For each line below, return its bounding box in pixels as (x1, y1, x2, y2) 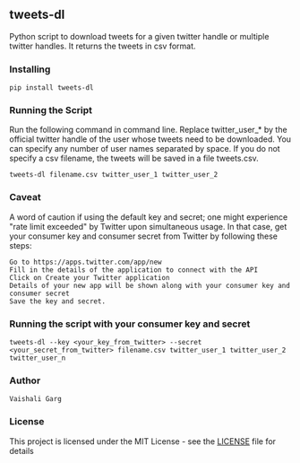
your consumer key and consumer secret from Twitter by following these (9, 231, 279, 241)
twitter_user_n (9, 354, 66, 363)
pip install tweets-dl (9, 83, 94, 92)
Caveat (9, 191, 42, 204)
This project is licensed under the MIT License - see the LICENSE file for (9, 435, 276, 447)
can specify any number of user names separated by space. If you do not (9, 144, 280, 154)
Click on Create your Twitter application (9, 273, 170, 282)
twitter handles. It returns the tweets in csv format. (9, 40, 196, 51)
